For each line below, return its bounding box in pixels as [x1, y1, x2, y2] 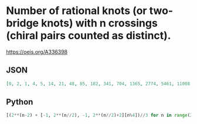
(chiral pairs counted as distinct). [6, 29, 171, 42]
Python [6, 97, 33, 107]
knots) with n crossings [40, 16, 158, 30]
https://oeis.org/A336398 [6, 48, 68, 55]
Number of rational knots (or [6, 4, 148, 18]
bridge [6, 16, 39, 30]
